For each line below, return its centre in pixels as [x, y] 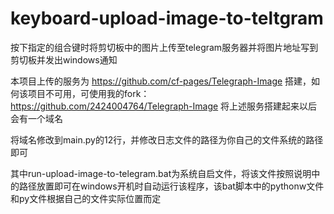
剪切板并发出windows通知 [64, 59]
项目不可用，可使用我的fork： [88, 93]
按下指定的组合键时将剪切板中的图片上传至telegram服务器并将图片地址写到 [164, 47]
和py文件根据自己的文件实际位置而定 [86, 198]
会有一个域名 [36, 118]
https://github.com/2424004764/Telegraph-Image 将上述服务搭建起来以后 [164, 106]
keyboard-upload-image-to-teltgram [167, 18]
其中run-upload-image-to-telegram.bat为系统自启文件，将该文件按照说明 [161, 173]
